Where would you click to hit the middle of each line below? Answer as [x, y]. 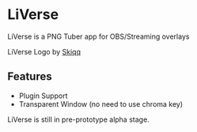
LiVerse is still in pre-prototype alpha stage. [78, 119]
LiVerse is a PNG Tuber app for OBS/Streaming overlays [98, 36]
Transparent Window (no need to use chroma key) [101, 104]
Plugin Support [43, 96]
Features [30, 77]
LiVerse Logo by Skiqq [44, 51]
